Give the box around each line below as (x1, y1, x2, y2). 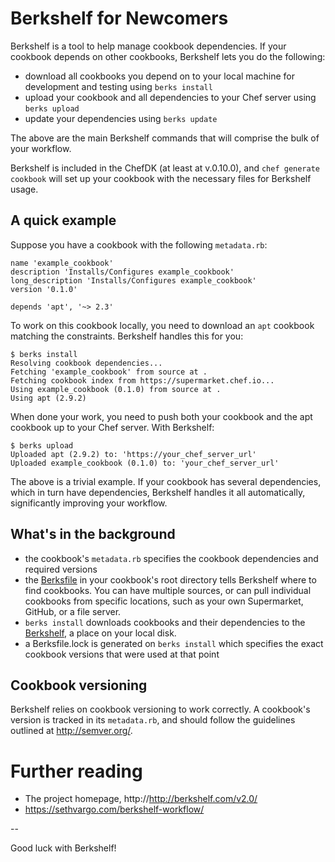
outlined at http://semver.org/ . (10, 725, 133, 737)
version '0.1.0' (10, 284, 78, 294)
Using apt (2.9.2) (10, 393, 87, 403)
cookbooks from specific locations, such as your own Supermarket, (24, 595, 304, 607)
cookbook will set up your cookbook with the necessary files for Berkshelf (10, 172, 312, 184)
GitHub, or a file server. (24, 605, 122, 617)
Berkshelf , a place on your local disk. (24, 627, 177, 639)
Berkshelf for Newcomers (10, 7, 229, 30)
